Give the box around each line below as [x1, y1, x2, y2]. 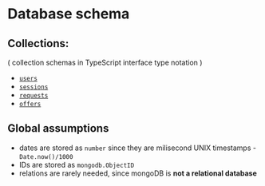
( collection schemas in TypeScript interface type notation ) [7, 57, 203, 67]
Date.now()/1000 [18, 152, 73, 160]
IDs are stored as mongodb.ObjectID [18, 160, 135, 169]
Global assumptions [7, 121, 109, 136]
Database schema [7, 5, 130, 23]
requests [18, 92, 49, 100]
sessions [18, 83, 49, 91]
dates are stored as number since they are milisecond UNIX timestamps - [18, 143, 257, 152]
